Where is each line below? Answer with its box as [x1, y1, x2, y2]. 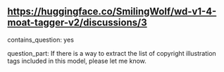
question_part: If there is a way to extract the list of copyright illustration [7, 49, 216, 57]
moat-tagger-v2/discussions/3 [7, 17, 147, 29]
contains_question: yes [7, 35, 74, 44]
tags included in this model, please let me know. [7, 56, 147, 65]
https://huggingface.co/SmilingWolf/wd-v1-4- [7, 6, 217, 18]
